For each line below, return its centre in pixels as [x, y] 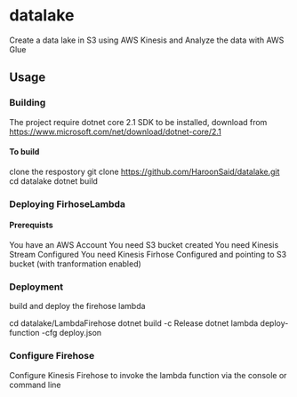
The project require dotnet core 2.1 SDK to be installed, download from [138, 122]
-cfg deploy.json [72, 333]
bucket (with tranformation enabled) [76, 264]
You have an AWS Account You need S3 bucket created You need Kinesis [144, 244]
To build [24, 152]
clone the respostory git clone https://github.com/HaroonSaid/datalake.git [144, 171]
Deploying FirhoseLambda [68, 203]
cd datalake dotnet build [53, 181]
